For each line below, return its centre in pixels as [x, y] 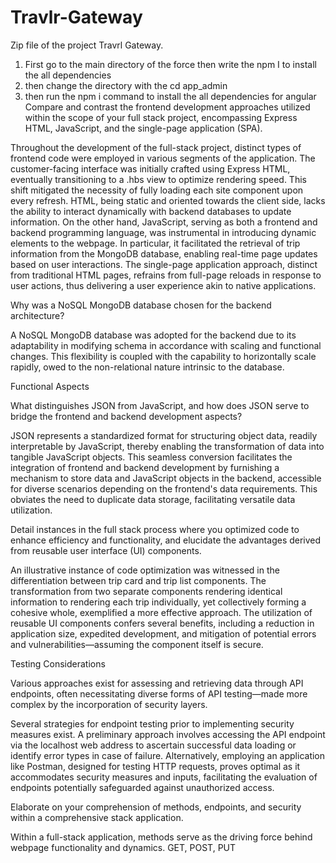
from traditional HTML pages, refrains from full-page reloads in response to [166, 275]
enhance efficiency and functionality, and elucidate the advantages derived [166, 540]
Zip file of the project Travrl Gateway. [87, 45]
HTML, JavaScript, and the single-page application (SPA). [143, 128]
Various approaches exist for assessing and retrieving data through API [157, 683]
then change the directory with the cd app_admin [126, 85]
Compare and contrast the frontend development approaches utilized [167, 107]
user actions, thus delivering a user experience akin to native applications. [163, 285]
